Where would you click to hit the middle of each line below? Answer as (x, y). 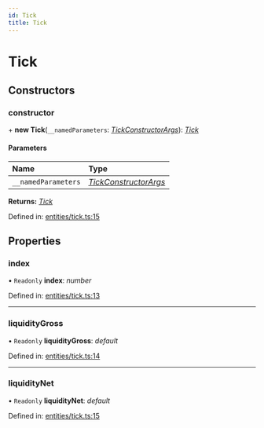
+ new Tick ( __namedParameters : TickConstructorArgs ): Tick (103, 130)
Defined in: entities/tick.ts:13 (54, 296)
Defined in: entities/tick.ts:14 (54, 356)
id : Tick (22, 15)
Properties (35, 241)
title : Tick (27, 23)
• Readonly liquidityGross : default (63, 340)
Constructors (42, 91)
